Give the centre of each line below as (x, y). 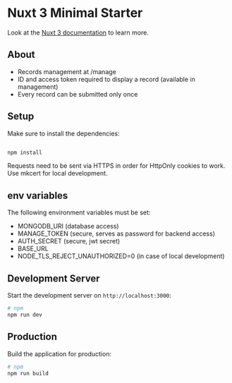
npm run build (28, 373)
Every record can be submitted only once (78, 94)
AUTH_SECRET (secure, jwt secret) (69, 241)
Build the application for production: (59, 353)
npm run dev (25, 315)
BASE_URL (33, 249)
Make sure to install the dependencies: (63, 133)
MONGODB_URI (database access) (68, 226)
